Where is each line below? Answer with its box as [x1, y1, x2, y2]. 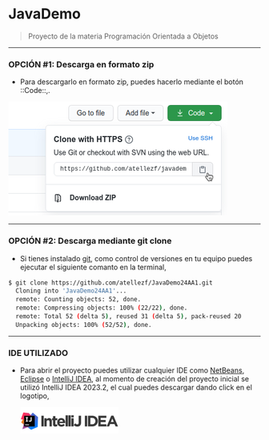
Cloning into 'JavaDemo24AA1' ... [15, 287, 127, 295]
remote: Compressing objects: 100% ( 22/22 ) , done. [15, 304, 188, 313]
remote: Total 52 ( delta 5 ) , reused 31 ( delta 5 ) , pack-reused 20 [15, 313, 242, 321]
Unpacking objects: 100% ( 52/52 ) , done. [15, 321, 152, 329]
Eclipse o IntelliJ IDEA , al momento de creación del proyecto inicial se [19, 374, 250, 384]
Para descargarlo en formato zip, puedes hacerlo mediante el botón [19, 77, 244, 87]
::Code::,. [19, 86, 50, 95]
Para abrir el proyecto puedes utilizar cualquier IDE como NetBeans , [19, 365, 245, 375]
